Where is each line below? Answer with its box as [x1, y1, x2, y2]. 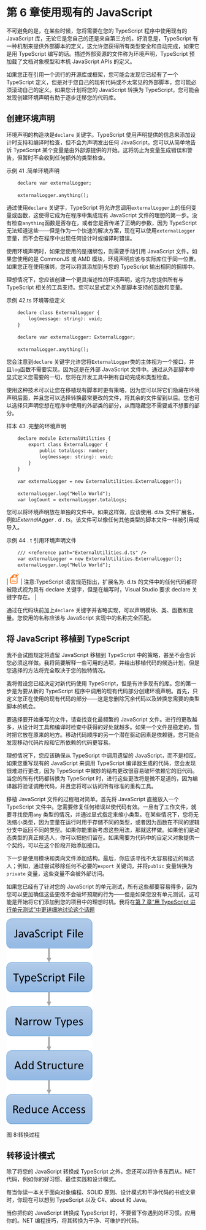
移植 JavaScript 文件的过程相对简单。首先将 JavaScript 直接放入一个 [6, 795, 180, 802]
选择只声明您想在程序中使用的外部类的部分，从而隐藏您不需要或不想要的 [11, 401, 194, 409]
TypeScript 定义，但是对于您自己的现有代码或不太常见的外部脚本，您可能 [6, 78, 191, 86]
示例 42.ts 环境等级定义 [6, 296, 66, 304]
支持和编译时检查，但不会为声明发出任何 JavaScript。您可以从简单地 [17, 139, 191, 146]
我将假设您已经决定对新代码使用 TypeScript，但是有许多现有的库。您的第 [6, 679, 191, 687]
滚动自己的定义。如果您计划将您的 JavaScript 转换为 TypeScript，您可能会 [11, 86, 200, 93]
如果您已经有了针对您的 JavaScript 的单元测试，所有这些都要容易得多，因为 [6, 883, 198, 890]
